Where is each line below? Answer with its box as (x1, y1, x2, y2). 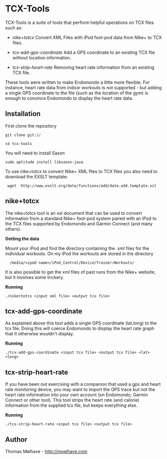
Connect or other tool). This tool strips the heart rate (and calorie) (5, 397, 140, 403)
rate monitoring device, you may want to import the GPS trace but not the (5, 387, 156, 393)
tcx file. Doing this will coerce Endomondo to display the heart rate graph (5, 325, 155, 331)
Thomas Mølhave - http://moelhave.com (5, 449, 88, 454)
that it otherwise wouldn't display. (5, 331, 75, 337)
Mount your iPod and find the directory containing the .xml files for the (5, 245, 150, 251)
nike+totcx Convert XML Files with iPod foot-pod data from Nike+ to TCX (12, 34, 162, 40)
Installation (5, 110, 41, 118)
